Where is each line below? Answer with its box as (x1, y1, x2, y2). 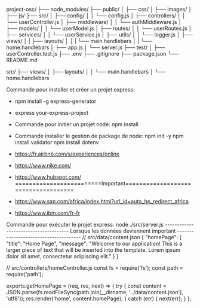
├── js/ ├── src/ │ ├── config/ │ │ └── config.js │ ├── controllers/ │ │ (6, 12, 186, 19)
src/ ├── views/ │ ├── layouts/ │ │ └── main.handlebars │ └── (6, 68, 166, 75)
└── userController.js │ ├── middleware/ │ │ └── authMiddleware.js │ (6, 19, 182, 25)
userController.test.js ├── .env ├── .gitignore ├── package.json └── (6, 50, 179, 57)
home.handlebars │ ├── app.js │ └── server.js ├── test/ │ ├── (6, 44, 165, 51)
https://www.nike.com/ (14, 162, 72, 169)
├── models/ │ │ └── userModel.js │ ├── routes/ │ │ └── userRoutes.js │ (6, 25, 192, 32)
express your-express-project (14, 109, 88, 116)
